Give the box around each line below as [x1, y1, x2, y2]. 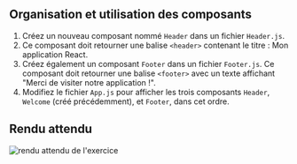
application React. [21, 48, 89, 60]
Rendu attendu [9, 122, 93, 137]
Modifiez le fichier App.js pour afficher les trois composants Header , [21, 86, 270, 97]
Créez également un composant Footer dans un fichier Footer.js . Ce [21, 58, 275, 69]
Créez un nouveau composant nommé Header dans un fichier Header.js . [21, 30, 285, 41]
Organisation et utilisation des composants [9, 7, 253, 22]
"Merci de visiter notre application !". [21, 77, 157, 87]
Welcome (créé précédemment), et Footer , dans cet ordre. [21, 96, 230, 107]
